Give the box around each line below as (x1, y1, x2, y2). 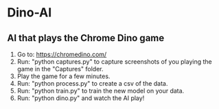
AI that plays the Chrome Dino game (7, 32, 165, 44)
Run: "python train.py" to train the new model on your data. (16, 87, 185, 95)
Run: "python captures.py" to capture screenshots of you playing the (16, 58, 212, 66)
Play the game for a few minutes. (16, 72, 111, 80)
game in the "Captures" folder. (16, 65, 104, 73)
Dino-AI (7, 5, 52, 21)
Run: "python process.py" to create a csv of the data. (16, 80, 168, 87)
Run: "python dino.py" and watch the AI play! (16, 94, 145, 102)
